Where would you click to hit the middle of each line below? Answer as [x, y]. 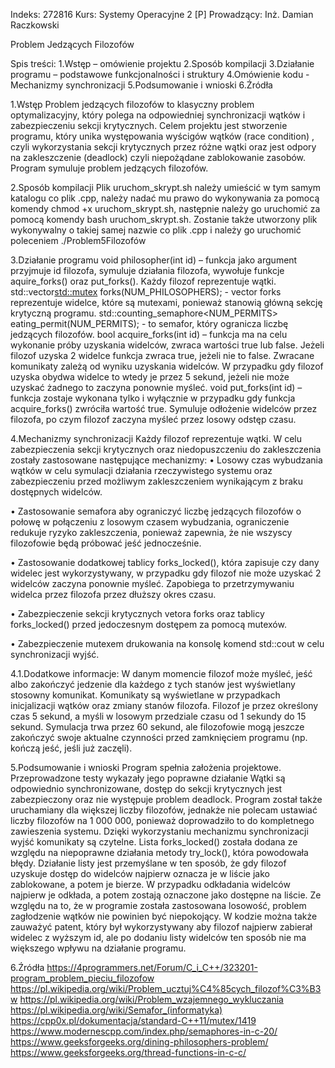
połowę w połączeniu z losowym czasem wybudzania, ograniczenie [150, 522]
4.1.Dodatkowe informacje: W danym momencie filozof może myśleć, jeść [161, 673]
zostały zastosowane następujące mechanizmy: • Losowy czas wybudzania [166, 460]
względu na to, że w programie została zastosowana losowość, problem [158, 905]
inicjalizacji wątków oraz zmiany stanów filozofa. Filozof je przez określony [164, 705]
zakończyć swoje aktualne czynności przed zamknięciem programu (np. [159, 737]
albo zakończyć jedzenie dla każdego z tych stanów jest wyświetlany [153, 684]
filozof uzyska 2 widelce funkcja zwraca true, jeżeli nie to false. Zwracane [162, 355]
